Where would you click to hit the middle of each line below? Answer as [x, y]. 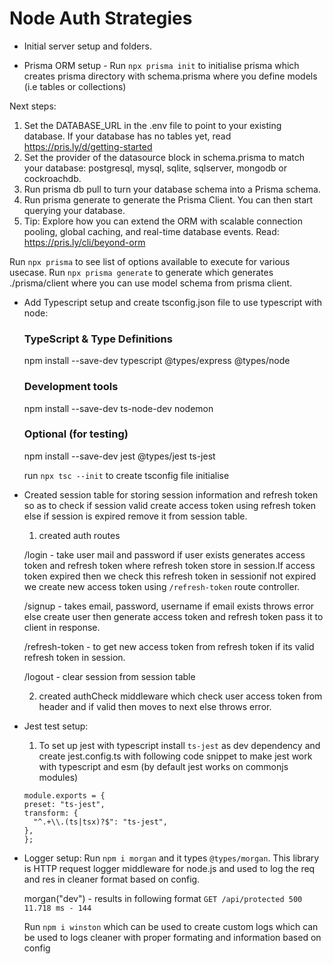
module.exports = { [64, 795]
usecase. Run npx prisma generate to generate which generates [141, 272]
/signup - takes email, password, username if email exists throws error [169, 606]
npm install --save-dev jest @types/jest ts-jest [119, 456]
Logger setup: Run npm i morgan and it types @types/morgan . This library [171, 858]
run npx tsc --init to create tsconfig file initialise [126, 475]
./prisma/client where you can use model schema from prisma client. [151, 283]
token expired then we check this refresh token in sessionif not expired [170, 576]
